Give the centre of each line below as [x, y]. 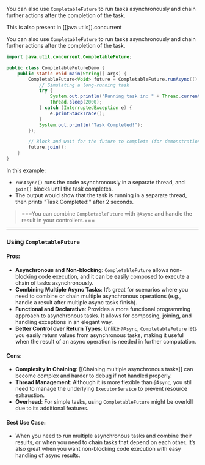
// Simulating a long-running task [84, 85]
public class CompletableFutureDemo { [56, 68]
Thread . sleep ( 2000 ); [76, 102]
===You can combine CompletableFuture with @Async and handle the [106, 213]
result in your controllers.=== [58, 220]
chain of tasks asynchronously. [54, 283]
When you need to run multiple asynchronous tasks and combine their [103, 436]
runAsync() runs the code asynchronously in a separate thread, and [100, 182]
